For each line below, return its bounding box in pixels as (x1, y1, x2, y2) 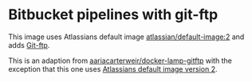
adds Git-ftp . (8, 40, 50, 49)
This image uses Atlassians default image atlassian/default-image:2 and (8, 32, 245, 41)
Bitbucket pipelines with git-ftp (8, 6, 219, 24)
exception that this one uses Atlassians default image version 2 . (8, 64, 218, 73)
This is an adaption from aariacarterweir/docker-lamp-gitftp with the (8, 56, 233, 65)
